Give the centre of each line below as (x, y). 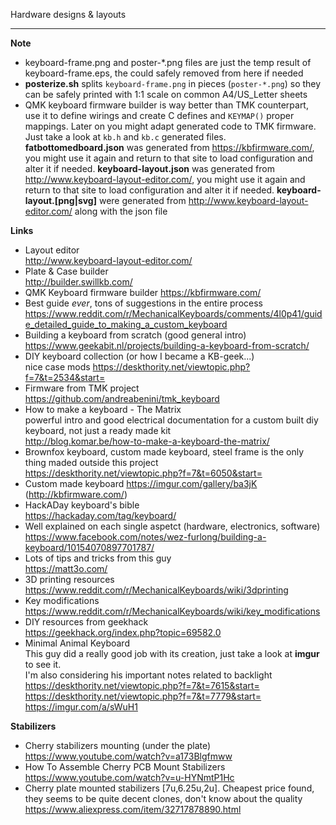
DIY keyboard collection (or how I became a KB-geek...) (139, 356)
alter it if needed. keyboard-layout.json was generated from (149, 168)
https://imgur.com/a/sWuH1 (81, 707)
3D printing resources (69, 579)
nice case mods (57, 367)
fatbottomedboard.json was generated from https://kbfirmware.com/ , (169, 147)
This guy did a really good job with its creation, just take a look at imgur (172, 653)
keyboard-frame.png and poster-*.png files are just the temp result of (168, 62)
